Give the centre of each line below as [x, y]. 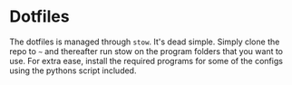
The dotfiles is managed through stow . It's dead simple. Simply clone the [145, 42]
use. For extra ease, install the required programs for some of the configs [146, 61]
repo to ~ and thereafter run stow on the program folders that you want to [146, 51]
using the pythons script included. [73, 71]
